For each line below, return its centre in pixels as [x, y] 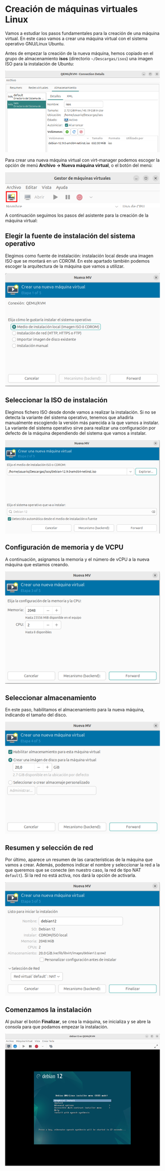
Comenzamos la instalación [48, 1010]
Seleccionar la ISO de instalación [56, 400]
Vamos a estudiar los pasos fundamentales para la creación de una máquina [82, 33]
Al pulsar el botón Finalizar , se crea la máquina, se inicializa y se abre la [78, 1021]
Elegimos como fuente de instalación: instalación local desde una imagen [79, 256]
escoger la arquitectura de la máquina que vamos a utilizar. [65, 266]
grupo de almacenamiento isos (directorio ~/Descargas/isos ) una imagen [79, 58]
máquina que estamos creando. [37, 564]
